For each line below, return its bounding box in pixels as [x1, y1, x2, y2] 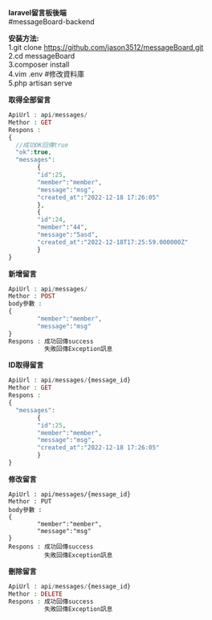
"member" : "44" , [37, 223, 88, 232]
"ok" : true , [15, 148, 52, 156]
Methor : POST [8, 292, 56, 300]
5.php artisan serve [8, 78, 72, 88]
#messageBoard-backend [8, 17, 95, 27]
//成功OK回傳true [15, 141, 69, 149]
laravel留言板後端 [8, 8, 67, 17]
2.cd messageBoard [8, 52, 75, 60]
